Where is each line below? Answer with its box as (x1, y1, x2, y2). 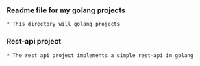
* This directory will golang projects (6, 21, 121, 28)
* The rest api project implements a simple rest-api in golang (6, 52, 194, 59)
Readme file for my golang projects (6, 5, 126, 15)
